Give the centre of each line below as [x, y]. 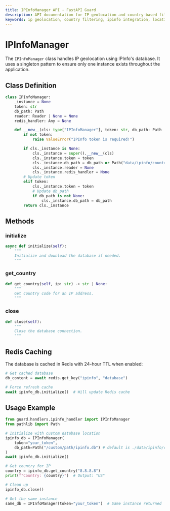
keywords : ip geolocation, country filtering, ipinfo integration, [78, 19]
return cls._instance [46, 205]
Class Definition [31, 85]
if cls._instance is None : [52, 148]
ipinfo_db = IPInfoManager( [35, 438]
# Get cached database [29, 373]
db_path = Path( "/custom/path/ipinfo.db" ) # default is [72, 447]
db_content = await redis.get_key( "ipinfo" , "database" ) [67, 378]
